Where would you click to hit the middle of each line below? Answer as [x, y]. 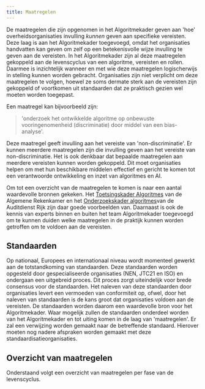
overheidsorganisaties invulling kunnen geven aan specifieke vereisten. [96, 36]
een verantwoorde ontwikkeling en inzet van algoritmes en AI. [84, 176]
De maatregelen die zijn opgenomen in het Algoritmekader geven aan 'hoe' [101, 29]
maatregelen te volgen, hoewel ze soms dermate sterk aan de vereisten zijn [102, 81]
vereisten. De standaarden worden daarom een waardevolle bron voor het [99, 306]
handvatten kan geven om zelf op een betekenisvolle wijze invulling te [95, 49]
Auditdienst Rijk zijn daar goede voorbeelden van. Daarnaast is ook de [95, 207]
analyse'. [32, 131]
